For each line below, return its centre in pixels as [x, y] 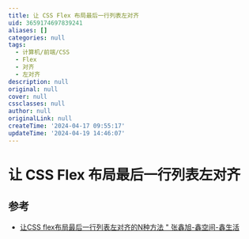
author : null [30, 112]
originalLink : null [40, 119]
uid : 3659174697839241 [45, 23]
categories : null [37, 38]
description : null [38, 82]
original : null [33, 89]
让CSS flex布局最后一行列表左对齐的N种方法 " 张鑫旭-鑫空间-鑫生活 [129, 227]
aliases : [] [28, 30]
